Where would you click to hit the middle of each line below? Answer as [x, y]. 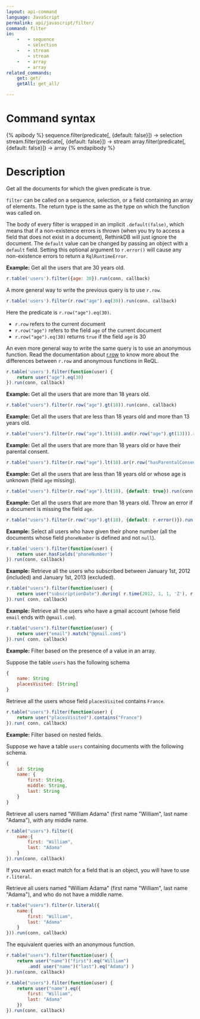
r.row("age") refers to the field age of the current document [88, 330]
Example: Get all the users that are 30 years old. [65, 267]
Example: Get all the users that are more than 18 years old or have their [93, 445]
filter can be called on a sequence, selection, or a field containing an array [100, 200]
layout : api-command [32, 12]
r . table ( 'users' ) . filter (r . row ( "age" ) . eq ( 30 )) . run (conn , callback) [92, 301]
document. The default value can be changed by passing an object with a [97, 243]
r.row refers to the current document [60, 324]
